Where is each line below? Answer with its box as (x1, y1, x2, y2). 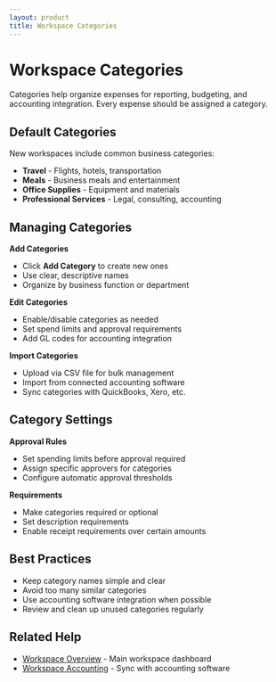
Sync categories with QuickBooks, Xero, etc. (21, 387, 186, 398)
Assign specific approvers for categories (21, 463, 172, 473)
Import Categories (9, 350, 78, 361)
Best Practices (9, 552, 92, 567)
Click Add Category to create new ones (21, 260, 169, 272)
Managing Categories (9, 219, 132, 234)
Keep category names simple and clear (21, 575, 166, 586)
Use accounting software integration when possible (21, 594, 212, 604)
